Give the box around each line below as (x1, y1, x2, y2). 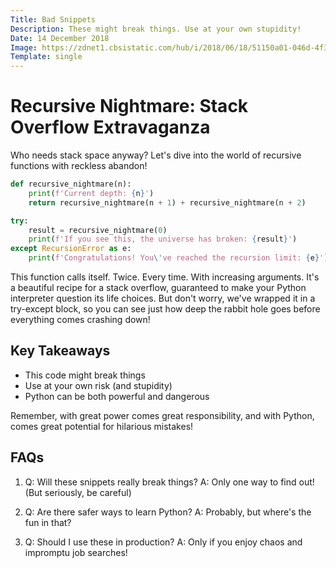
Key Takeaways (10, 342, 111, 360)
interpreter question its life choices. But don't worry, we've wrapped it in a (10, 292, 316, 305)
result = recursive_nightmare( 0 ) (28, 225, 168, 235)
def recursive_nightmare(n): (10, 179, 132, 190)
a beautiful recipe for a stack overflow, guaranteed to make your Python (10, 282, 307, 294)
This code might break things (24, 369, 146, 381)
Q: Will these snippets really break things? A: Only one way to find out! (24, 476, 315, 488)
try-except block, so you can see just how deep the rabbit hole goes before (10, 303, 321, 315)
